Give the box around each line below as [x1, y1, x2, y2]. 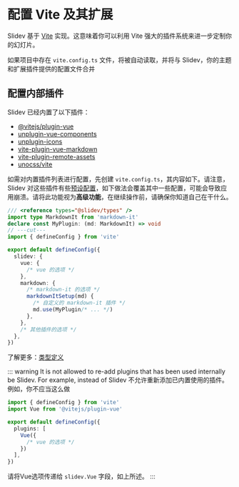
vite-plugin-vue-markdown [17, 144, 98, 154]
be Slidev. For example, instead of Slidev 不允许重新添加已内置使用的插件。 [7, 376, 228, 384]
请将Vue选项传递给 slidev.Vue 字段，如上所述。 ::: [7, 472, 156, 481]
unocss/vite [17, 160, 53, 169]
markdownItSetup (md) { [26, 293, 94, 300]
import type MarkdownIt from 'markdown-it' [7, 214, 139, 221]
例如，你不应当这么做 [7, 385, 70, 393]
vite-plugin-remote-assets [17, 152, 96, 161]
